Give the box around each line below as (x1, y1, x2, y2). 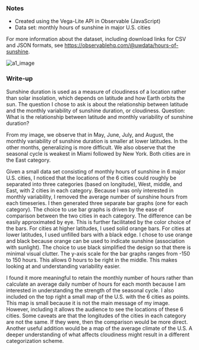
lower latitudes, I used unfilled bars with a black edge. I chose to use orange (6, 231, 193, 238)
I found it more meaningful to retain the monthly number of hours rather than (6, 274, 194, 281)
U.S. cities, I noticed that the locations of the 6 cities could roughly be (6, 174, 176, 181)
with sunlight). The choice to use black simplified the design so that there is (6, 244, 191, 251)
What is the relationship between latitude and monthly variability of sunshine (6, 113, 194, 120)
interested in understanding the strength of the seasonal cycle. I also (6, 286, 174, 294)
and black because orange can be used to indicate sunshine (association (6, 237, 185, 244)
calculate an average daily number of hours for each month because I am (6, 280, 186, 288)
